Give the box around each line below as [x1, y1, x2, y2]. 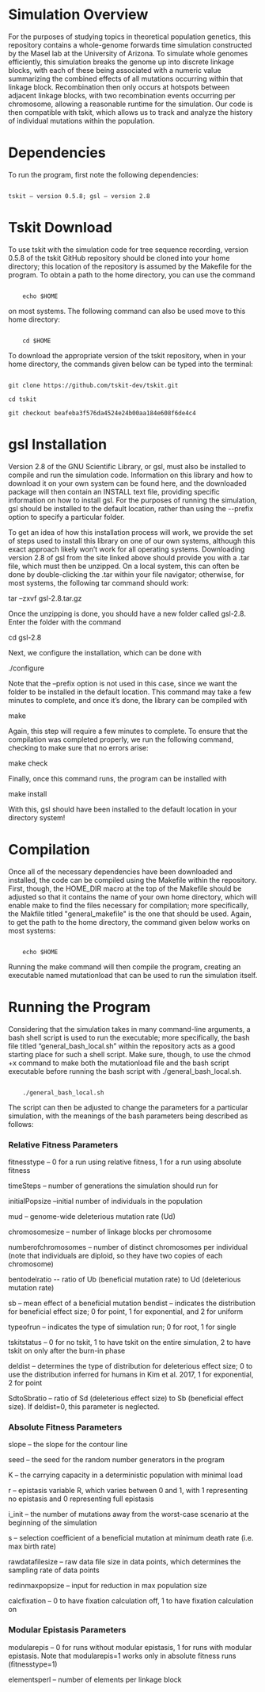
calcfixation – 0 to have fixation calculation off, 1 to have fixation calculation [8, 1596, 254, 1606]
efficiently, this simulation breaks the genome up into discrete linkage [8, 57, 235, 67]
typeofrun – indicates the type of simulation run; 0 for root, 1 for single [8, 1322, 237, 1331]
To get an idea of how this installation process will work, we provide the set [8, 527, 253, 537]
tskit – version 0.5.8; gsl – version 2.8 [8, 192, 150, 200]
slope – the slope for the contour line [8, 1440, 128, 1449]
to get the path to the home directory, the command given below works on [8, 917, 251, 926]
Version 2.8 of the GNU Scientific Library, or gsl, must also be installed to [8, 461, 247, 471]
